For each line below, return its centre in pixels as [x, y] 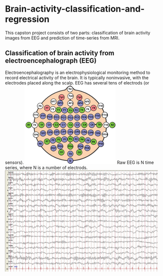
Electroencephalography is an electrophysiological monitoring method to [78, 72]
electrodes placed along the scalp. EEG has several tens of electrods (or [77, 83]
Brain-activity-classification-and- [75, 9]
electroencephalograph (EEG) [51, 61]
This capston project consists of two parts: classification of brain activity [78, 33]
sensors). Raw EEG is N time [80, 162]
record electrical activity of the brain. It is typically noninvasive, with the [77, 78]
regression [27, 19]
